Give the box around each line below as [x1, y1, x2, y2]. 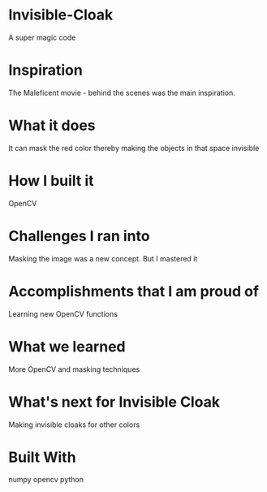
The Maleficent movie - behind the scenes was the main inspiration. [8, 88, 235, 97]
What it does [8, 116, 96, 135]
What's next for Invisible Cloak [8, 392, 221, 411]
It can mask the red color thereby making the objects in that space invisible [8, 143, 260, 153]
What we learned [8, 337, 126, 356]
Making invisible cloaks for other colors [8, 420, 140, 429]
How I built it [8, 172, 95, 190]
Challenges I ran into [8, 227, 150, 245]
